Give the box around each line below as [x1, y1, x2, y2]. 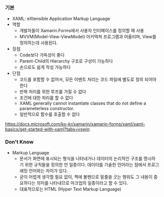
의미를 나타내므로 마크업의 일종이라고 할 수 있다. [36, 180, 128, 186]
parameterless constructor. [19, 106, 74, 111]
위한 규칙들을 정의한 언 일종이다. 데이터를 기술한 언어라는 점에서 [24, 161, 146, 167]
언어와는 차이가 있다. [28, 168, 69, 174]
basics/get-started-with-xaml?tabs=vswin [5, 126, 90, 132]
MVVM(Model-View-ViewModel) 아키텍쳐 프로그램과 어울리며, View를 [19, 34, 157, 40]
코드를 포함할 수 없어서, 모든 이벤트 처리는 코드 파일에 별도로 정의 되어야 [19, 77, 157, 83]
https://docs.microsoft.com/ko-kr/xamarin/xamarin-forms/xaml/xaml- [5, 121, 145, 127]
